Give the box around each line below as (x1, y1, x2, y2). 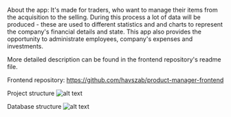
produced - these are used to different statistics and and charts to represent (7, 21, 223, 28)
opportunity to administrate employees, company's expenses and (7, 35, 193, 43)
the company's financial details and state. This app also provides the (7, 27, 201, 36)
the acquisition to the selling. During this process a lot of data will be (7, 13, 201, 21)
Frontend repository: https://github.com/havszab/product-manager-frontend (7, 76, 224, 84)
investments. (7, 42, 43, 50)
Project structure (7, 89, 55, 97)
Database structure (7, 103, 62, 110)
